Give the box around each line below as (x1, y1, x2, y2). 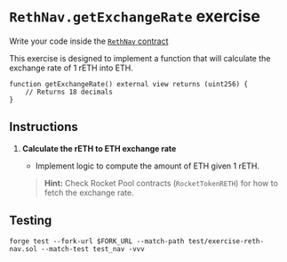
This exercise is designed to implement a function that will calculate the (9, 53, 271, 63)
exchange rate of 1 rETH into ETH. (9, 62, 133, 73)
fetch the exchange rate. (44, 187, 135, 198)
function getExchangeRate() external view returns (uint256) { (9, 79, 249, 88)
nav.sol (9, 244, 38, 253)
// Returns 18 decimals (25, 87, 114, 96)
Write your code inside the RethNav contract (9, 36, 169, 46)
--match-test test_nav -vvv (41, 244, 145, 253)
